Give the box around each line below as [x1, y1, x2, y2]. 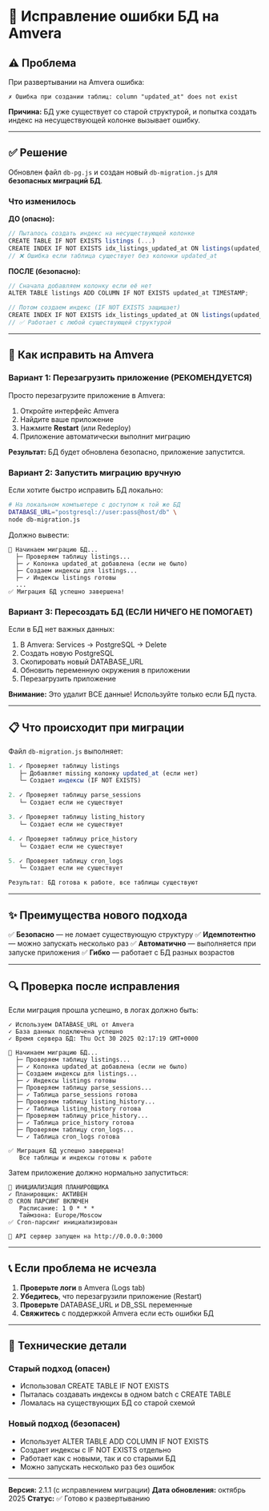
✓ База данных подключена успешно [8, 1027, 124, 1035]
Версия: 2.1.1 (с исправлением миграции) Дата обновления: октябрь [8, 1485, 247, 1494]
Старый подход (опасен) [8, 1363, 110, 1374]
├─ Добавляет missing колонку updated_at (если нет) [18, 769, 199, 778]
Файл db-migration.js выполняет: [8, 746, 123, 756]
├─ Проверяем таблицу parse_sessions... [15, 1083, 152, 1091]
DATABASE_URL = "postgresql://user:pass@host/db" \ [8, 508, 178, 516]
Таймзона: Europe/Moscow [18, 1211, 102, 1220]
